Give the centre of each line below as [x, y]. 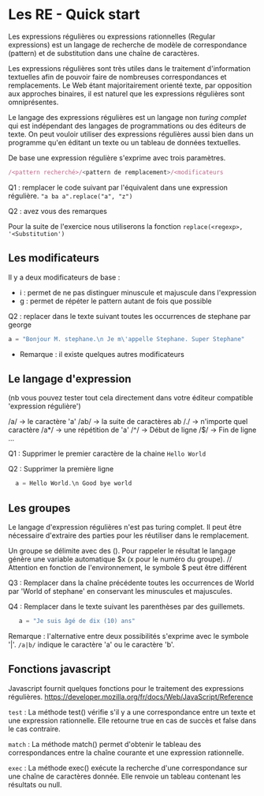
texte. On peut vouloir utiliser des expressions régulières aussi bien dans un [131, 134]
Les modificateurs [54, 258]
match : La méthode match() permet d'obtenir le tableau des [105, 744]
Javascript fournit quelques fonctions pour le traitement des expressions [126, 688]
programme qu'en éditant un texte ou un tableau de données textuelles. [125, 142]
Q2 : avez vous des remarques [58, 211]
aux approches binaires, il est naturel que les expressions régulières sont [126, 93]
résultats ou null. [35, 784]
